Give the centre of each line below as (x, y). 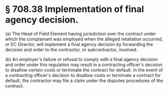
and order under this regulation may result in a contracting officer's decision (84, 64)
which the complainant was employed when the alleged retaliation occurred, (84, 39)
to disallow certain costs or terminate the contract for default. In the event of (84, 70)
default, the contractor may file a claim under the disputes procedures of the (84, 80)
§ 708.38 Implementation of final (75, 9)
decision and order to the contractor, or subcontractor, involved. (71, 49)
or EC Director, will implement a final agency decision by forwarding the (79, 44)
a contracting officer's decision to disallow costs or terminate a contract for (83, 75)
